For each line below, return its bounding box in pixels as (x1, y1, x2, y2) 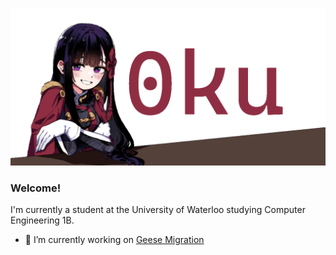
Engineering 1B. (10, 214, 75, 227)
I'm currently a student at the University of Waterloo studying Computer (10, 204, 306, 216)
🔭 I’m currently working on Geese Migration (24, 234, 205, 246)
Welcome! (10, 181, 62, 195)
